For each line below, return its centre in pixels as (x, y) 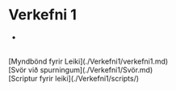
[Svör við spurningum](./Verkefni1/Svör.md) (81, 69)
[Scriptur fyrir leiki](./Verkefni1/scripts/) (74, 78)
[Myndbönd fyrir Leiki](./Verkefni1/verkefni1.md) (88, 61)
